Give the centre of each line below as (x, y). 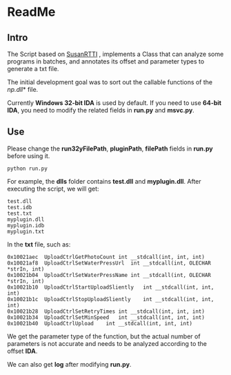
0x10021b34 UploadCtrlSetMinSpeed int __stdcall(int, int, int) (106, 317)
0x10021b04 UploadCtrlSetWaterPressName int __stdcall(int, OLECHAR (109, 275)
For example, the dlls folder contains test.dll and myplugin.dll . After (104, 181)
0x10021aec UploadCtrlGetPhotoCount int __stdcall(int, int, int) (106, 257)
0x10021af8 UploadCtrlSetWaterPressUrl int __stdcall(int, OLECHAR (109, 263)
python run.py (28, 169)
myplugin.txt (26, 231)
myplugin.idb (26, 225)
